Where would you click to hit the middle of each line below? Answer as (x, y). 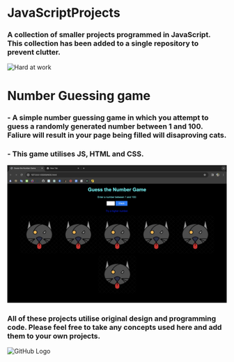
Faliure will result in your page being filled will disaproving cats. (117, 135)
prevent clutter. (34, 52)
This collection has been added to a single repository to (103, 43)
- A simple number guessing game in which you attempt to (108, 117)
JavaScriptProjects (64, 13)
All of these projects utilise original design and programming (112, 318)
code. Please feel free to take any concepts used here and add (115, 327)
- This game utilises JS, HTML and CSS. (76, 154)
